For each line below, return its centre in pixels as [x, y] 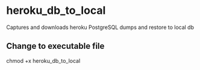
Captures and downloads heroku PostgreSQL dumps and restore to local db [100, 27]
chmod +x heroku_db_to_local [43, 60]
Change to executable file [55, 46]
